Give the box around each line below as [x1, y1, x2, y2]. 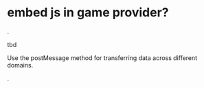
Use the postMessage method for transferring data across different [7, 53, 198, 62]
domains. [7, 61, 34, 69]
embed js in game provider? [7, 5, 170, 20]
